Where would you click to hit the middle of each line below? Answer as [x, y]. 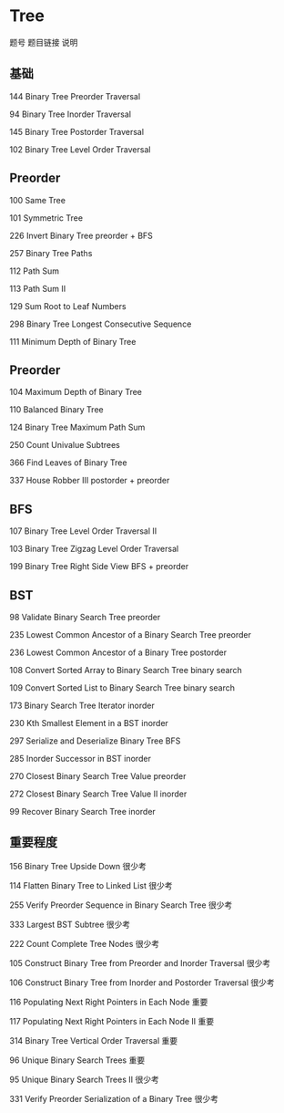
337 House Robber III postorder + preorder [90, 481]
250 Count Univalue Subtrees [65, 445]
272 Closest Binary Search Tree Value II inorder [98, 794]
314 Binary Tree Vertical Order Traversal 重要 [94, 1040]
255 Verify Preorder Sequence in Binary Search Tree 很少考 [121, 905]
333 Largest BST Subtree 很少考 [70, 924]
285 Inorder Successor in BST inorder [81, 759]
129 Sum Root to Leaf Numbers [68, 306]
